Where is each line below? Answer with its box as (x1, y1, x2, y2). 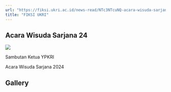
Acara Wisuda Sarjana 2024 (5, 64, 65, 70)
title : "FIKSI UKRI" (5, 12, 49, 17)
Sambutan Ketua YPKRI (5, 54, 54, 60)
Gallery (5, 78, 29, 87)
